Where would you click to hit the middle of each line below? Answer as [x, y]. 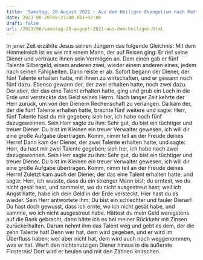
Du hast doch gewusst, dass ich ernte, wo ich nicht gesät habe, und [91, 207]
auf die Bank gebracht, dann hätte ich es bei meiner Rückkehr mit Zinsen [97, 219]
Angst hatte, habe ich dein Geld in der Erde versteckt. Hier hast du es [92, 193]
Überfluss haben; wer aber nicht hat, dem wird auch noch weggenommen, [99, 239]
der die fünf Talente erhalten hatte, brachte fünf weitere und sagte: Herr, [96, 110]
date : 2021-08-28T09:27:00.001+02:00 [54, 18]
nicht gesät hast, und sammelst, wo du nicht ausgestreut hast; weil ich [94, 187]
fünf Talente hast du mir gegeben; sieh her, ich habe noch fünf [84, 117]
